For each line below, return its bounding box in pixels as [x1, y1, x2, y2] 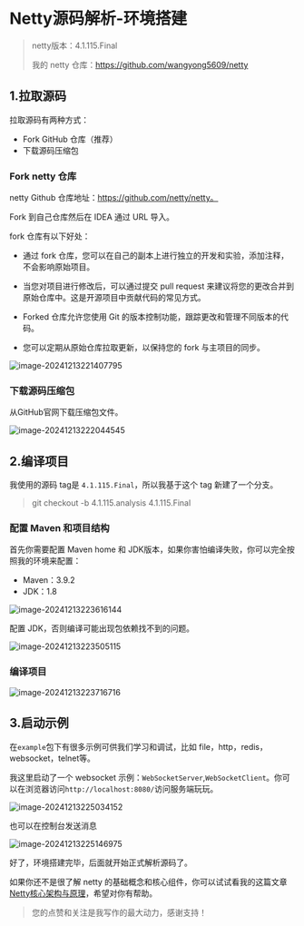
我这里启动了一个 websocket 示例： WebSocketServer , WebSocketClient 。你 [9, 772, 283, 783]
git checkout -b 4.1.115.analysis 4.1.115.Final [31, 497, 191, 508]
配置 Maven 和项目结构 [9, 522, 111, 535]
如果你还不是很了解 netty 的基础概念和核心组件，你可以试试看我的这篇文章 [9, 876, 288, 887]
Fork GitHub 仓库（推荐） [22, 133, 118, 144]
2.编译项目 [9, 453, 70, 468]
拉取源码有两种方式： [9, 114, 89, 125]
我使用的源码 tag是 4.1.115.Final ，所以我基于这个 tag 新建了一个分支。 [9, 479, 279, 490]
